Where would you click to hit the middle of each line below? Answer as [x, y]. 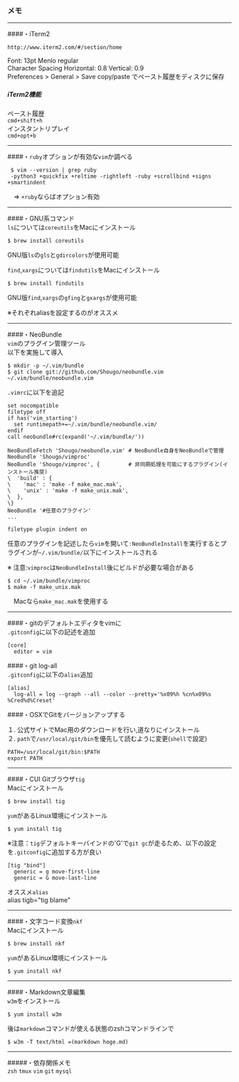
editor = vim [33, 652]
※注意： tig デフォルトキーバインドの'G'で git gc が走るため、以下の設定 [112, 843]
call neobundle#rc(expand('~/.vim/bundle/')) [76, 437]
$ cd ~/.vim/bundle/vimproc [49, 581]
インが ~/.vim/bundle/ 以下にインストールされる [89, 553]
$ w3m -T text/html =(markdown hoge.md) [68, 1042]
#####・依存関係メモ [39, 1063]
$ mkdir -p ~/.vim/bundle [46, 366]
